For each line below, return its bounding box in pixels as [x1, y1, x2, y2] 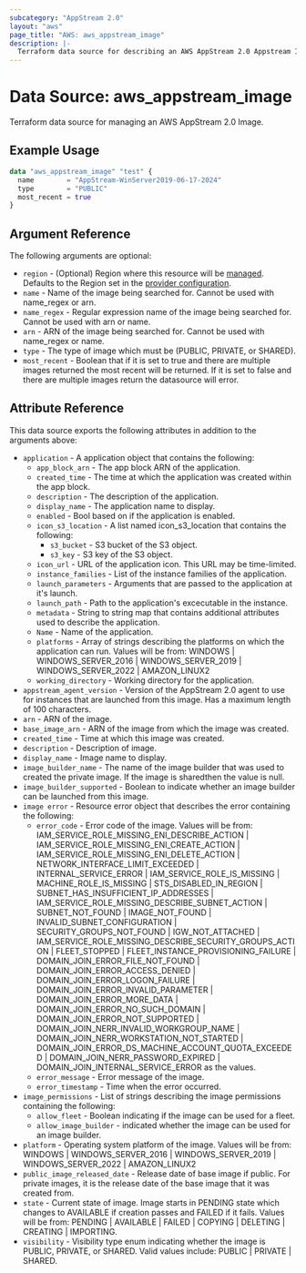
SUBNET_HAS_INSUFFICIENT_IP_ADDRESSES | [36, 887, 214, 898]
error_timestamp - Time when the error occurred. [36, 1081, 221, 1092]
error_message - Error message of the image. [36, 1071, 205, 1082]
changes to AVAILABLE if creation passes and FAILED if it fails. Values [22, 1207, 285, 1217]
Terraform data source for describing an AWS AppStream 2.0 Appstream [17, 47, 291, 56]
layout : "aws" [9, 22, 64, 31]
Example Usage [9, 143, 100, 158]
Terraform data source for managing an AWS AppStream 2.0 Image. [9, 117, 264, 127]
